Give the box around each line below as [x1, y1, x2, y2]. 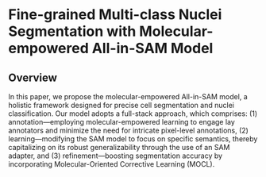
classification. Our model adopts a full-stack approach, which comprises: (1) [8, 109, 258, 118]
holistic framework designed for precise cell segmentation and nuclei [8, 101, 234, 110]
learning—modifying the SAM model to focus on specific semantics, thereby [8, 134, 258, 144]
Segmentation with [8, 22, 137, 40]
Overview [8, 71, 58, 84]
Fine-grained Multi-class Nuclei [8, 6, 222, 24]
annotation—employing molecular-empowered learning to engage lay [8, 117, 236, 126]
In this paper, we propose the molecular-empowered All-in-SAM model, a [8, 92, 248, 101]
